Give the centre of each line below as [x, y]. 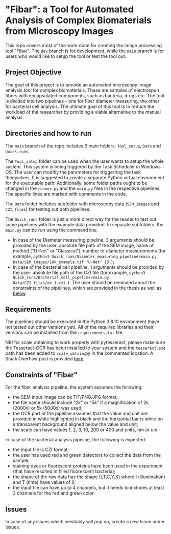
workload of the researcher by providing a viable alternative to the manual [83, 112]
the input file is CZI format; [41, 450]
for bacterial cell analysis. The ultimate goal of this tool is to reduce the [80, 106]
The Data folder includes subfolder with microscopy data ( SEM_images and [82, 204]
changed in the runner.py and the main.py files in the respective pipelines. [83, 188]
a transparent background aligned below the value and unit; [76, 424]
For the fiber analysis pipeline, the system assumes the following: [74, 387]
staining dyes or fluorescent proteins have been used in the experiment [88, 466]
